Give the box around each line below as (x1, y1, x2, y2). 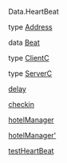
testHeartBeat (8, 146, 54, 155)
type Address (8, 22, 53, 31)
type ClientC (8, 54, 49, 62)
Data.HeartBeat (8, 7, 60, 16)
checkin (8, 100, 34, 109)
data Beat (8, 38, 40, 47)
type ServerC (8, 69, 53, 78)
